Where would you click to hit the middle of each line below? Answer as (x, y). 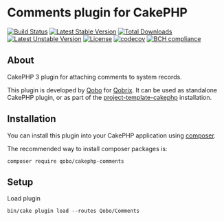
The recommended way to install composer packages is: (87, 148)
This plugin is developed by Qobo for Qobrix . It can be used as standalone (112, 90)
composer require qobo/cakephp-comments (66, 161)
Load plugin (24, 198)
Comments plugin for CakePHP (97, 13)
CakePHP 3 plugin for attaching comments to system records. (94, 77)
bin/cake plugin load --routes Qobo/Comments (73, 211)
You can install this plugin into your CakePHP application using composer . (112, 135)
